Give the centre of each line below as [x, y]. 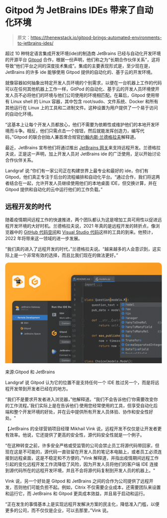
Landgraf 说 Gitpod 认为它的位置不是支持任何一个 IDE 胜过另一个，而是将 [80, 382]
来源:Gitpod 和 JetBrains [30, 372]
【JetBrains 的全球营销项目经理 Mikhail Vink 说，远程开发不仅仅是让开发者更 [83, 428]
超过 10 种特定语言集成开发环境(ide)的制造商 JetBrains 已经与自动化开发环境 [83, 53]
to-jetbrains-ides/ [35, 43]
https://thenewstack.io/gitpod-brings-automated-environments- [96, 37]
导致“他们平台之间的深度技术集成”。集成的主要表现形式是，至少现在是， [79, 66]
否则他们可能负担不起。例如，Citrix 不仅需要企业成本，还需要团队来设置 [87, 487]
